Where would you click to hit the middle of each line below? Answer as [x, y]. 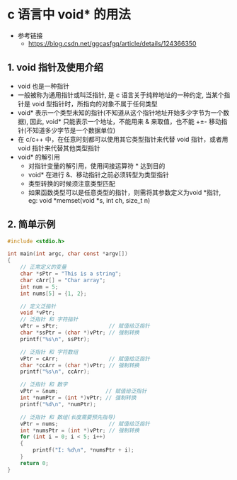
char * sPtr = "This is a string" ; [71, 274]
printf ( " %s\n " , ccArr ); [55, 372]
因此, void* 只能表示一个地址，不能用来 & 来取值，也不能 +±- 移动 [125, 121]
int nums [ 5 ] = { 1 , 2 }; [53, 294]
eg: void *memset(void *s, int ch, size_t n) [89, 200]
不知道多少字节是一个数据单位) [71, 130]
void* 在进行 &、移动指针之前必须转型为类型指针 [99, 174]
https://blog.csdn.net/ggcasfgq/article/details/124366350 [112, 43]
